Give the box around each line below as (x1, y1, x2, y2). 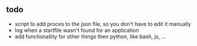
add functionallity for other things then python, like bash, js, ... (14, 32, 166, 40)
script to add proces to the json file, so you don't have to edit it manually (14, 20, 191, 27)
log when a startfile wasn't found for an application (14, 27, 139, 34)
